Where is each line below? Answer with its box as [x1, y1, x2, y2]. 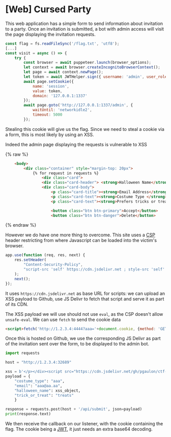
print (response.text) [5, 412, 51, 417]
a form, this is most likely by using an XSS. [5, 131, 94, 138]
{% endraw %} [5, 222, 37, 228]
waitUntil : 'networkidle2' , [32, 107, 93, 113]
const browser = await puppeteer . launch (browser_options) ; [23, 60, 152, 65]
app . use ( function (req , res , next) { [5, 253, 85, 258]
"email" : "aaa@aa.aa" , [14, 383, 63, 388]
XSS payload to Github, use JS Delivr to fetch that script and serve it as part [5, 295, 164, 302]
